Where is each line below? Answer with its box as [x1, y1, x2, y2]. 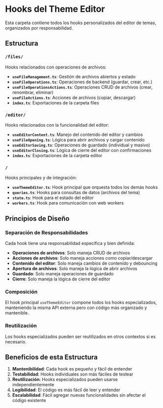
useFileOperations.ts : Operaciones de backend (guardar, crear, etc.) [12, 79, 153, 85]
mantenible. [5, 310, 29, 316]
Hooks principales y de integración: [5, 175, 77, 181]
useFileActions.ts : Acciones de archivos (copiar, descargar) [12, 95, 136, 101]
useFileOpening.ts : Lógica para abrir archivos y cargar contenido [12, 136, 145, 142]
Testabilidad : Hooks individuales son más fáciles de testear [12, 371, 134, 377]
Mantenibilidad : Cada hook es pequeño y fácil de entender [12, 366, 133, 372]
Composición [5, 288, 38, 295]
